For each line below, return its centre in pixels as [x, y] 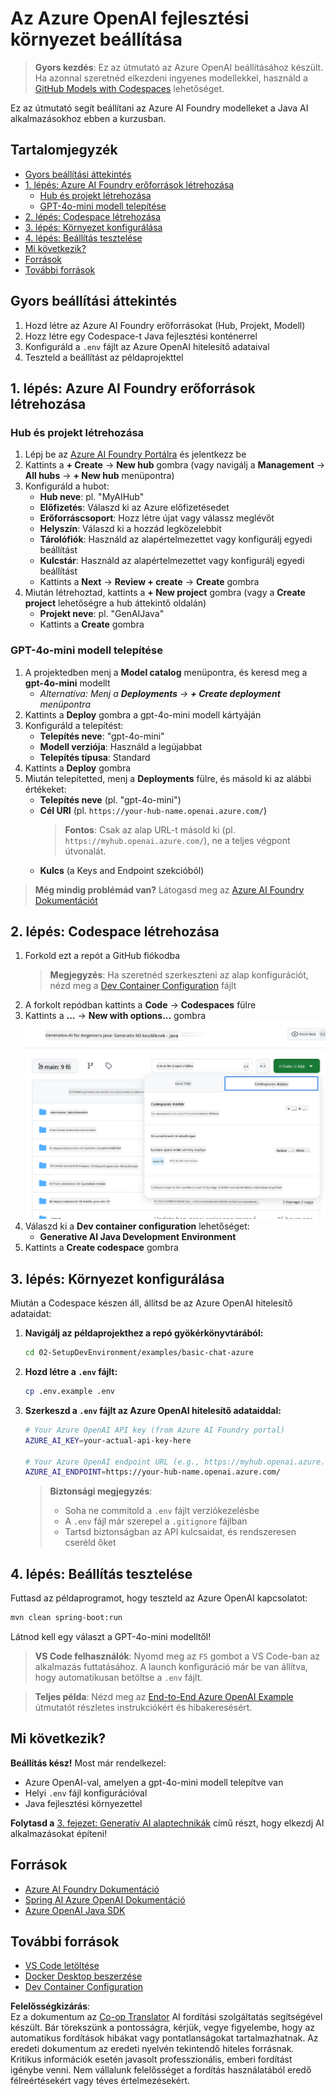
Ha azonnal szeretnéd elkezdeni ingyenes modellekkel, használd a [171, 78]
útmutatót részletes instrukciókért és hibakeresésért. [143, 1707]
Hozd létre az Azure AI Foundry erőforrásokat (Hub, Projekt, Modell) [165, 325]
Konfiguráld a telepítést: [74, 725]
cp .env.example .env [69, 1392]
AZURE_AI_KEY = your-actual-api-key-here [108, 1440]
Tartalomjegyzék [64, 150]
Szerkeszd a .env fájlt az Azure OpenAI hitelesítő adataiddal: [153, 1410]
